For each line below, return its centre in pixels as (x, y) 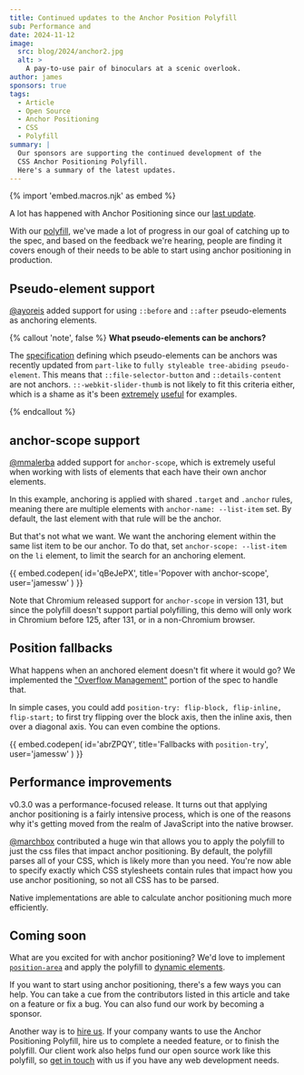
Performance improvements (91, 783)
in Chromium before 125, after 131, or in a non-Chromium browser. (132, 620)
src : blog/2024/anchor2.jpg (71, 52)
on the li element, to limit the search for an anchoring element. (128, 555)
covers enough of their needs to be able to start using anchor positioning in (151, 250)
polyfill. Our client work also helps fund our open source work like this (140, 1050)
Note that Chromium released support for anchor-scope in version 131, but (147, 600)
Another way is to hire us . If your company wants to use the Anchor (135, 1031)
